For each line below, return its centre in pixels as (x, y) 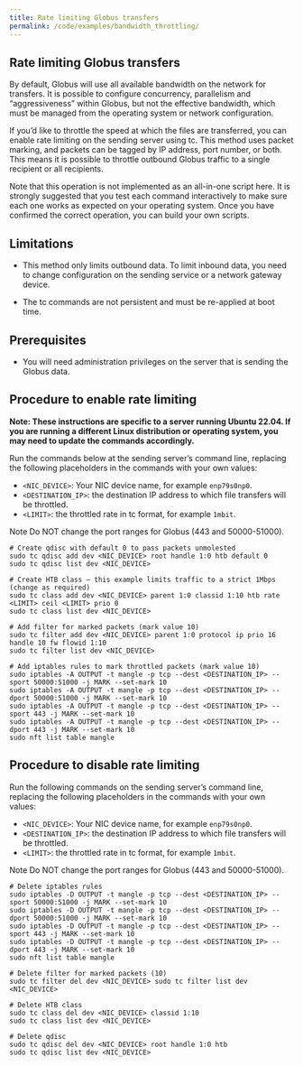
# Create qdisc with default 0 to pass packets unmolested (123, 548)
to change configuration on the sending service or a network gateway (152, 275)
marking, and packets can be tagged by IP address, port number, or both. (146, 150)
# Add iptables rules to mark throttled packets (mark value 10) (134, 666)
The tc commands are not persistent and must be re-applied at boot (148, 302)
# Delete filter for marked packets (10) (88, 973)
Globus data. (46, 371)
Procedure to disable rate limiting (105, 765)
